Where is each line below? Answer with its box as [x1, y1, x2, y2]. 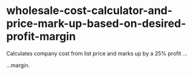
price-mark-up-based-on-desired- [6, 16, 186, 30]
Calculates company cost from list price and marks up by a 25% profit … [6, 49, 188, 57]
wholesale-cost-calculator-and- [6, 4, 173, 18]
